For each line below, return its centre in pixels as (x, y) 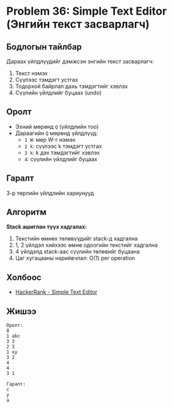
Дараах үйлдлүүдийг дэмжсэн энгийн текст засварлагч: (80, 61)
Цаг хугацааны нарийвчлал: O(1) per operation (75, 258)
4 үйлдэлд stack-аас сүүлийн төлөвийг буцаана (77, 252)
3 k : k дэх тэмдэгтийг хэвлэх (62, 152)
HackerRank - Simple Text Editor (56, 292)
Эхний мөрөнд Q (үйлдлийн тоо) (57, 126)
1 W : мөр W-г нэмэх (50, 139)
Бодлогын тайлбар (44, 47)
